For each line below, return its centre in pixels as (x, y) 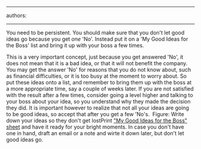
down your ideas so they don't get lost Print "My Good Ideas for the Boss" (97, 121)
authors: (16, 15)
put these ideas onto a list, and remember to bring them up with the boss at (99, 82)
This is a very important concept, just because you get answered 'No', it (95, 57)
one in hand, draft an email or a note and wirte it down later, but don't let (95, 133)
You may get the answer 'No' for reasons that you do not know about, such (99, 70)
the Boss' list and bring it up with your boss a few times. (75, 45)
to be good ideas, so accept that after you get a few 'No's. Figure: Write (95, 114)
